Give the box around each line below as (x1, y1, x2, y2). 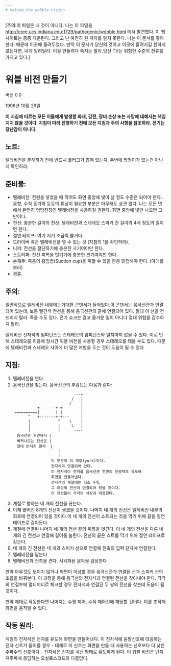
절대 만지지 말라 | (16, 443, 53, 449)
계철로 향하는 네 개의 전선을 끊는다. (12, 500, 83, 506)
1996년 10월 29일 (5, 103, 41, 109)
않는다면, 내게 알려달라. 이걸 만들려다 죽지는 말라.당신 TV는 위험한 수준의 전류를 (5, 47, 164, 54)
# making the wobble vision (5, 7, 65, 13)
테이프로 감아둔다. (12, 519, 48, 526)
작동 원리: (5, 621, 34, 630)
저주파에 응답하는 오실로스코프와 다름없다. (5, 655, 89, 661)
